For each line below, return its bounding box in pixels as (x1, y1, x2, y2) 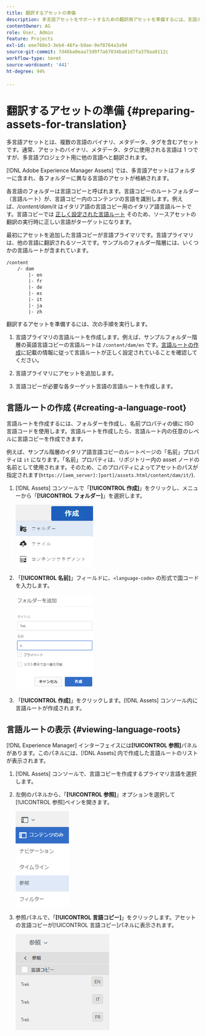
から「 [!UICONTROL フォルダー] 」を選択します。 (20, 492, 146, 500)
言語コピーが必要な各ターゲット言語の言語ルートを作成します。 (15, 383, 177, 390)
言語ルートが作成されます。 (15, 704, 85, 712)
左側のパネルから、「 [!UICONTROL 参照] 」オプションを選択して (15, 790, 176, 798)
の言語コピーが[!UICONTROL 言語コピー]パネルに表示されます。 (15, 921, 177, 928)
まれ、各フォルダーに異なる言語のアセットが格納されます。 (22, 175, 173, 182)
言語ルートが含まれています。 (17, 246, 92, 254)
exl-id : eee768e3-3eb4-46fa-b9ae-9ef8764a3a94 (6, 42, 128, 49)
